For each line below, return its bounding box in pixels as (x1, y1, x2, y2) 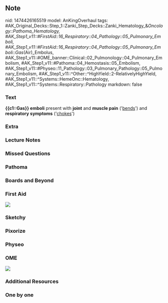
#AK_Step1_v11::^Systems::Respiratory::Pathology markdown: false (5, 81, 142, 87)
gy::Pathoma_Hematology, (5, 28, 60, 34)
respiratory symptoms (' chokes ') (5, 110, 75, 117)
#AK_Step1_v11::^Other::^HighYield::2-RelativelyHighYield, (39, 70, 157, 77)
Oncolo (147, 23, 163, 29)
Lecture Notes (5, 136, 41, 143)
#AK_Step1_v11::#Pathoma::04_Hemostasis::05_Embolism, (21, 60, 140, 66)
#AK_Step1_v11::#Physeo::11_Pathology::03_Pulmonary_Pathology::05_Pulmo (5, 65, 163, 71)
